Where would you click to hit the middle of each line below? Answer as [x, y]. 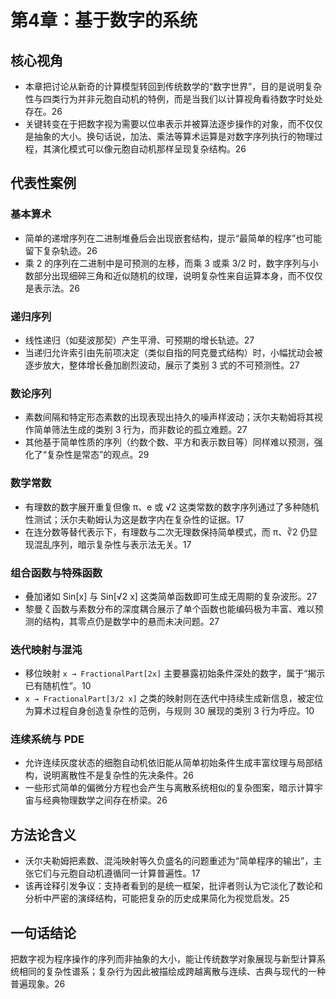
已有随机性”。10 [58, 686]
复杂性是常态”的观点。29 [98, 455]
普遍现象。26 [38, 984]
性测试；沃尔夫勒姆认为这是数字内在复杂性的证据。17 [134, 519]
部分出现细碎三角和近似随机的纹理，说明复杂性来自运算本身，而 [165, 275]
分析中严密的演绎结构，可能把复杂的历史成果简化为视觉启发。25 [157, 898]
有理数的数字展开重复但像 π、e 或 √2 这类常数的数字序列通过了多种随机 [172, 507]
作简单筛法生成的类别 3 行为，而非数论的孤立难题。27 [136, 430]
